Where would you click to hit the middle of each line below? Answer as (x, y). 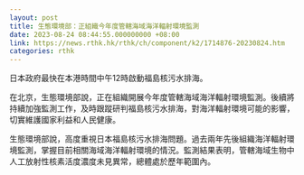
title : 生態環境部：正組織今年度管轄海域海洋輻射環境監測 (104, 26)
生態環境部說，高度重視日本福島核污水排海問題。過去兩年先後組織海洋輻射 (148, 139)
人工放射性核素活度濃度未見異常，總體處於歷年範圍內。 (112, 161)
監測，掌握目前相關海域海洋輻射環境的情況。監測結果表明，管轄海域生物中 (156, 151)
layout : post (34, 18)
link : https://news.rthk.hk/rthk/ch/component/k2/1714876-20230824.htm (147, 43)
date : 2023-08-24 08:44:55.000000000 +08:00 (95, 34)
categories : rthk (42, 51)
